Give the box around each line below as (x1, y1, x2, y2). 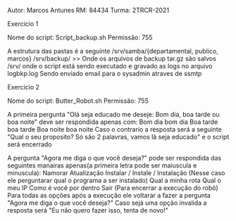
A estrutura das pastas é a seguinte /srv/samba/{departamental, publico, (7, 47, 218, 55)
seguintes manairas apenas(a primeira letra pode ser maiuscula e (7, 161, 197, 170)
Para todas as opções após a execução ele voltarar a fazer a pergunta (7, 191, 211, 199)
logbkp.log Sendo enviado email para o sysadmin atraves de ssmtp (7, 70, 202, 77)
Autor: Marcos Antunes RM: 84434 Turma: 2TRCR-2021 (7, 6, 170, 14)
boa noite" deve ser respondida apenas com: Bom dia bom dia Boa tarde (7, 118, 218, 126)
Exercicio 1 (7, 20, 39, 27)
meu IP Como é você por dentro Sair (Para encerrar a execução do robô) (7, 184, 218, 192)
